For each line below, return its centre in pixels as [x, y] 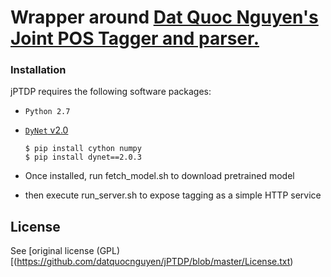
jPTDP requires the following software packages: [111, 92]
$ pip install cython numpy [83, 149]
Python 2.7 [47, 112]
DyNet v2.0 [46, 130]
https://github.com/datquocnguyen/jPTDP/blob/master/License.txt [153, 262]
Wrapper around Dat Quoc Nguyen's [164, 17]
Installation [38, 70]
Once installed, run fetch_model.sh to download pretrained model [159, 176]
